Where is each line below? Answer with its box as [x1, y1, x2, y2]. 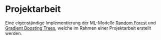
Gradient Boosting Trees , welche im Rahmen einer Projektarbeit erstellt [5, 25, 151, 31]
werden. [5, 30, 22, 36]
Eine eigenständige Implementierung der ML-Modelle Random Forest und [5, 20, 156, 26]
